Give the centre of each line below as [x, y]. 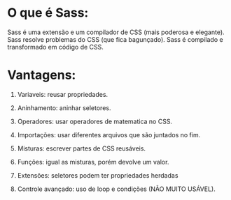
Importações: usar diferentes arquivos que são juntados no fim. [109, 134]
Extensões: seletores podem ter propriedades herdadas [98, 175]
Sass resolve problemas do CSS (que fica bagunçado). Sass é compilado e [115, 39]
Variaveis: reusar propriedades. [63, 94]
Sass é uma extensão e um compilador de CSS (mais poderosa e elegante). [116, 32]
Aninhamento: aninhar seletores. [64, 108]
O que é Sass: [48, 13]
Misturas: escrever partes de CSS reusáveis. [81, 148]
